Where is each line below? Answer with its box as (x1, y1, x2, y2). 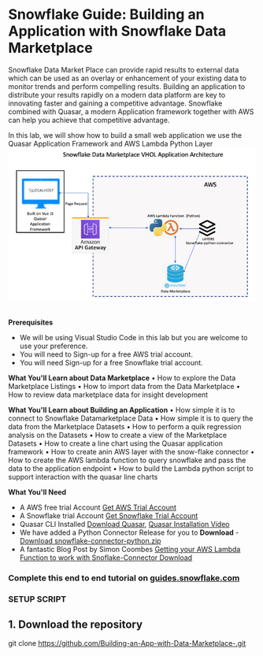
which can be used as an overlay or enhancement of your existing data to (8, 73, 246, 83)
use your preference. (19, 341, 88, 350)
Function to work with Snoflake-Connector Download (19, 553, 193, 562)
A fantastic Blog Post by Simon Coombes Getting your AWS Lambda (19, 544, 241, 554)
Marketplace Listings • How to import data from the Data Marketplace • (8, 381, 241, 391)
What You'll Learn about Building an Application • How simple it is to (8, 405, 235, 414)
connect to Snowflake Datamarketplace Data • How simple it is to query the (8, 413, 254, 423)
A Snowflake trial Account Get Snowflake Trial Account (19, 510, 198, 521)
